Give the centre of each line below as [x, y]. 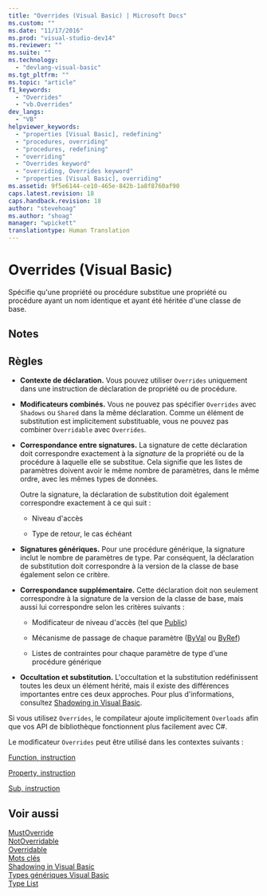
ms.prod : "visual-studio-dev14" [62, 38]
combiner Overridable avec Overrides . [83, 430]
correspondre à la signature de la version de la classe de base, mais [132, 599]
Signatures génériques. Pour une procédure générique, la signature [132, 549]
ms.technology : [33, 61]
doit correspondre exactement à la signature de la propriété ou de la [132, 454]
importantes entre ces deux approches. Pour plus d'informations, [127, 694]
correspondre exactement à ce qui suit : [85, 503]
